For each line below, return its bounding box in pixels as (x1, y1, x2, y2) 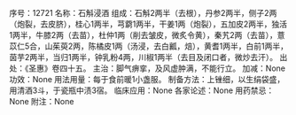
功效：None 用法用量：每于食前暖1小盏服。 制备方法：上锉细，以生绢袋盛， (9, 74, 285, 84)
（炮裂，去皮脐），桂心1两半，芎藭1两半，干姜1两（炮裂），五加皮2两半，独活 (9, 19, 288, 29)
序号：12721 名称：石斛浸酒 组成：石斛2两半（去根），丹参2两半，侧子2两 (9, 8, 277, 18)
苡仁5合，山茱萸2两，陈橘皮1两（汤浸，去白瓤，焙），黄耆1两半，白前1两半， (9, 41, 288, 51)
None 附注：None (9, 96, 74, 106)
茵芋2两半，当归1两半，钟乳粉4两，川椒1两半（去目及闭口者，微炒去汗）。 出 (9, 52, 288, 62)
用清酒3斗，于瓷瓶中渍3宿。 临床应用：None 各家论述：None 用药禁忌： (9, 85, 275, 96)
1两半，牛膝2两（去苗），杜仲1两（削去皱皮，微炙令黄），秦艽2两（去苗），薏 (9, 30, 285, 40)
